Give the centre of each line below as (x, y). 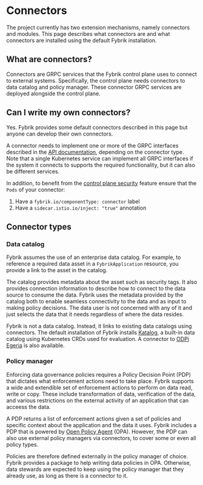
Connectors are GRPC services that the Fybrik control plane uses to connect (101, 74)
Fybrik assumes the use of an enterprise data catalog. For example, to (94, 257)
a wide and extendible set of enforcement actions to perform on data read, (99, 387)
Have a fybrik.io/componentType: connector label (78, 201)
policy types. (22, 444)
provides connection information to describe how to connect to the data (96, 289)
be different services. (33, 171)
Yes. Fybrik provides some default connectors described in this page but (97, 127)
